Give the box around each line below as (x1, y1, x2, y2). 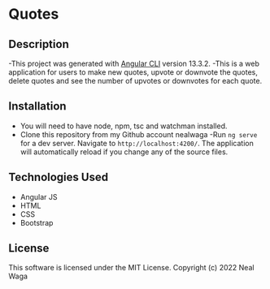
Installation (8, 99, 67, 114)
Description (8, 37, 69, 51)
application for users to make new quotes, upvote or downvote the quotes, (8, 67, 259, 77)
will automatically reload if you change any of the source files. (20, 147, 229, 157)
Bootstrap (20, 218, 54, 227)
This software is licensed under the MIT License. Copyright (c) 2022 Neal (8, 263, 255, 273)
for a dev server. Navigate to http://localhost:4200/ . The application (20, 138, 254, 148)
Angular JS (20, 192, 59, 201)
